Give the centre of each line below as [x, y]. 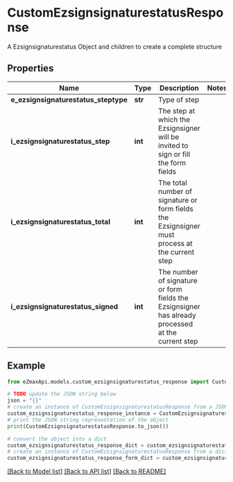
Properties [31, 68]
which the [174, 119]
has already [177, 315]
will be [169, 136]
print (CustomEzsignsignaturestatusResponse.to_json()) [88, 426]
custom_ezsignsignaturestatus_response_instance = [82, 413]
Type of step [179, 100]
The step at [177, 111]
